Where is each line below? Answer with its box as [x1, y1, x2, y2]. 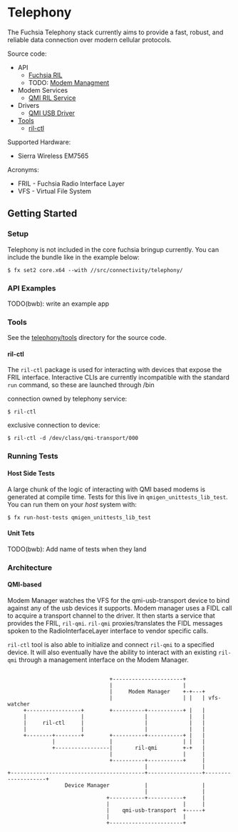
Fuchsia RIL [28, 71, 63, 79]
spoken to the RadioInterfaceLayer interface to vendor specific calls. [7, 626, 209, 635]
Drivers [17, 101, 40, 109]
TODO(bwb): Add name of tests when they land [7, 544, 147, 553]
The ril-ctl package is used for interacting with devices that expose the [7, 366, 222, 374]
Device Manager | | [64, 781, 205, 789]
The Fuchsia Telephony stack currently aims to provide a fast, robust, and [7, 28, 224, 36]
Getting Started [7, 208, 78, 220]
